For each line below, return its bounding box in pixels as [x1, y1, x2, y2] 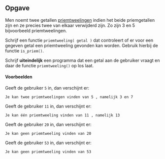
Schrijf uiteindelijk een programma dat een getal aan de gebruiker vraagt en [5, 57, 160, 63]
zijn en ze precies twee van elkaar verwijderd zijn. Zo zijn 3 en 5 [5, 22, 135, 28]
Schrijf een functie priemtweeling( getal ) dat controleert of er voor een [5, 37, 154, 43]
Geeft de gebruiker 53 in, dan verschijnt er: [5, 140, 92, 146]
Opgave [5, 4, 30, 12]
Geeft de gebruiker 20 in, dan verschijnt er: [5, 121, 92, 128]
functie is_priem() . [5, 48, 44, 53]
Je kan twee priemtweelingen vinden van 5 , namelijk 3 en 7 [5, 95, 133, 100]
